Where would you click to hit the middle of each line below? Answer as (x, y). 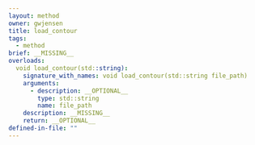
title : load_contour (43, 31)
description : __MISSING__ (67, 114)
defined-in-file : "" (43, 128)
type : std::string (68, 98)
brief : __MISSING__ (41, 53)
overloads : (27, 61)
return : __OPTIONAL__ (59, 121)
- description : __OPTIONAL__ (79, 91)
